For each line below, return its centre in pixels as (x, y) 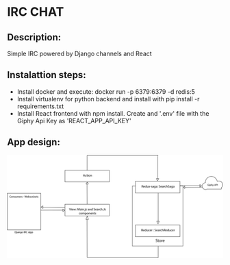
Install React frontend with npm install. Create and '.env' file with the (113, 113)
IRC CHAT (36, 12)
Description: (34, 37)
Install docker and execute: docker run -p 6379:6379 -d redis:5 (106, 91)
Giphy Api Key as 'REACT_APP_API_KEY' (74, 121)
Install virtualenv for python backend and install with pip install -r (108, 99)
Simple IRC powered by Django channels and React (79, 53)
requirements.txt (40, 106)
